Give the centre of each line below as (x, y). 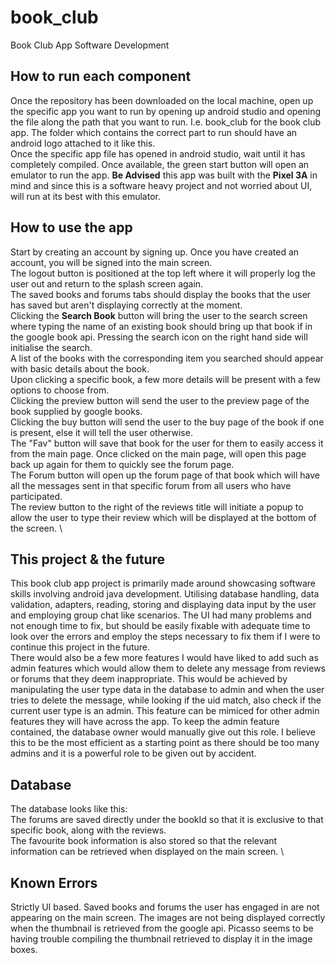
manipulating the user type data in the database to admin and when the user (167, 690)
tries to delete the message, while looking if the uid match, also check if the (166, 700)
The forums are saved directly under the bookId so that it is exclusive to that (167, 820)
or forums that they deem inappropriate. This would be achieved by (149, 679)
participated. (36, 496)
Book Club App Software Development (90, 45)
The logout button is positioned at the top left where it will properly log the (163, 273)
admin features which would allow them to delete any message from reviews (168, 668)
